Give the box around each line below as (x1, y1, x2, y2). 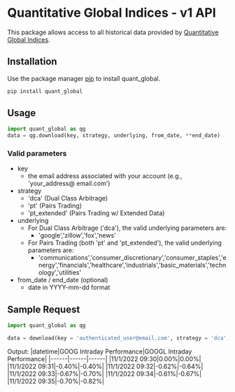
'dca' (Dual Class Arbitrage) (27, 194, 108, 203)
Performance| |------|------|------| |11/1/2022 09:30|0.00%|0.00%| (7, 355, 201, 363)
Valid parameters (7, 149, 67, 159)
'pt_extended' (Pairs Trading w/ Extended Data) (27, 209, 165, 217)
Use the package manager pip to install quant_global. (7, 74, 161, 82)
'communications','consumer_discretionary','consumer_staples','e (38, 254, 227, 262)
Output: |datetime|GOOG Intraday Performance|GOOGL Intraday (7, 347, 192, 356)
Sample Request (7, 303, 80, 315)
